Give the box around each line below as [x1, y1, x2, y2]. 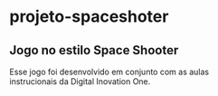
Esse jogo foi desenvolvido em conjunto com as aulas [9, 66, 210, 77]
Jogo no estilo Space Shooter [9, 43, 179, 58]
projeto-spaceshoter [9, 6, 169, 27]
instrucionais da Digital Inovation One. [9, 76, 151, 87]
